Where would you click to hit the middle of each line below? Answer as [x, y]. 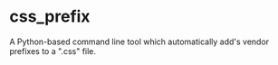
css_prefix [50, 17]
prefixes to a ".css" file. [53, 51]
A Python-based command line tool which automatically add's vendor [139, 42]
